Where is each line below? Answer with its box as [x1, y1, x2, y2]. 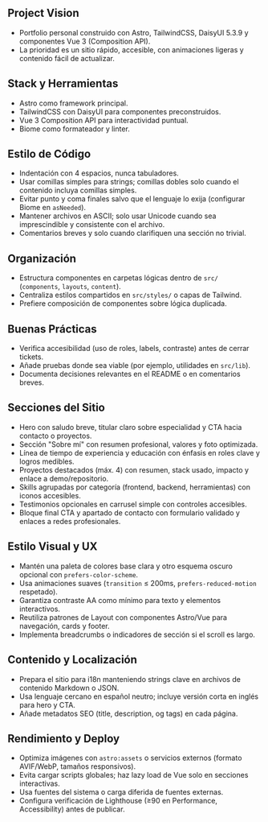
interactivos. [18, 604, 61, 613]
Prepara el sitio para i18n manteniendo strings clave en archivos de [18, 674, 242, 684]
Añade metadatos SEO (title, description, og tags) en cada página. [18, 708, 238, 718]
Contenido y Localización [7, 653, 138, 667]
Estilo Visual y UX [7, 539, 98, 554]
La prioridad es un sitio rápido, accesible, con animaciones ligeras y [18, 44, 244, 55]
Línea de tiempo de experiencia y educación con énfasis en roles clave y [18, 448, 260, 457]
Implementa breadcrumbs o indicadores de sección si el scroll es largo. [18, 630, 256, 639]
